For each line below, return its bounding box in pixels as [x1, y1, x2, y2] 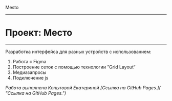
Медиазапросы [12, 69, 47, 75]
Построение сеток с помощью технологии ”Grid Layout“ [12, 64, 136, 70]
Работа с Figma [12, 58, 47, 64]
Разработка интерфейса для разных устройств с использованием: [5, 48, 152, 55]
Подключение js [12, 74, 49, 81]
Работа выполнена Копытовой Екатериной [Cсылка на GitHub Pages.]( [5, 84, 161, 91]
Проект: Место [5, 27, 73, 39]
